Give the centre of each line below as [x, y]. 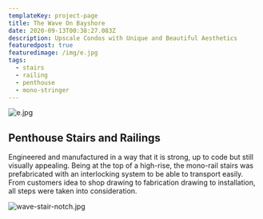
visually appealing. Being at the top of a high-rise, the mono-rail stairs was [131, 165]
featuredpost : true [41, 46]
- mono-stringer [42, 90]
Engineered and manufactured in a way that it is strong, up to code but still [131, 157]
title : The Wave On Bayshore [57, 23]
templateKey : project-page [53, 16]
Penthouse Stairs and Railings [85, 138]
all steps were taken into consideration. [73, 191]
